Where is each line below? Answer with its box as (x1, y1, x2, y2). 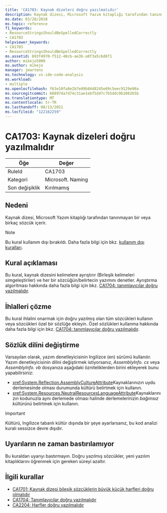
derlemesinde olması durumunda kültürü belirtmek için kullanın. (12, 385, 143, 391)
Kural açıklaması (5, 259, 58, 267)
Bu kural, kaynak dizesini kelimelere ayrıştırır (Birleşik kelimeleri (5, 272, 135, 278)
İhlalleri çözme (5, 302, 52, 311)
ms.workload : (5, 77, 32, 82)
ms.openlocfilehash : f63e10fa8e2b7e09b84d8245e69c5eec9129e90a (5, 86, 139, 91)
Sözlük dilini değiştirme (5, 340, 80, 349)
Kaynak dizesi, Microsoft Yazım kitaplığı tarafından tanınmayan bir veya (5, 214, 151, 220)
